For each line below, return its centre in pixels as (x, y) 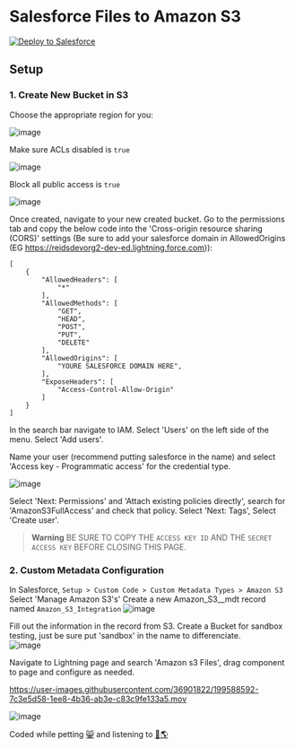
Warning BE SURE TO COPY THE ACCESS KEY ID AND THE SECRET (152, 537)
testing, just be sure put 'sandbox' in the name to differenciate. (125, 635)
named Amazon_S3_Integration (65, 608)
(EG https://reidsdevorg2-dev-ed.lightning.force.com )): (111, 248)
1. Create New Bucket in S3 (69, 95)
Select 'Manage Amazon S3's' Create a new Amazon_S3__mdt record (138, 599)
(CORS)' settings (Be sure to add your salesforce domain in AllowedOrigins (147, 238)
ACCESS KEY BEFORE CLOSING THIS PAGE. (108, 547)
